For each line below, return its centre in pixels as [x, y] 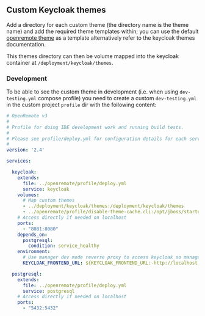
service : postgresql [49, 291]
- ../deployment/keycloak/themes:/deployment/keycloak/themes [103, 206]
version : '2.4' [26, 150]
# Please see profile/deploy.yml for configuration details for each [97, 139]
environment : [34, 252]
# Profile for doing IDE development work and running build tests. [95, 127]
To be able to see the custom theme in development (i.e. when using [92, 92]
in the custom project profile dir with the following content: [81, 105]
